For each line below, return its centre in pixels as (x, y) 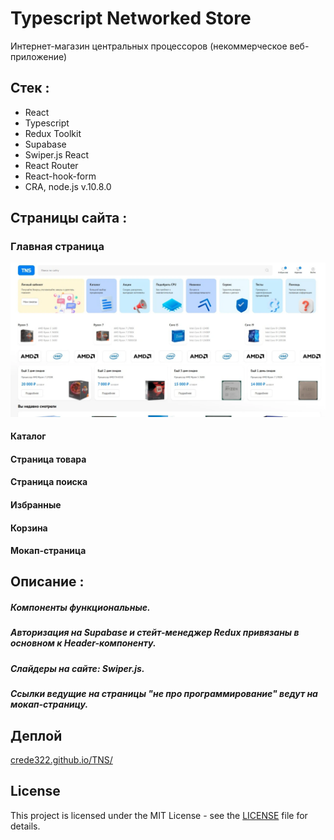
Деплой (36, 735)
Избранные (36, 504)
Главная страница (57, 247)
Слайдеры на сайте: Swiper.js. (77, 668)
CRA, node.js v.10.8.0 (68, 186)
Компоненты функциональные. (80, 608)
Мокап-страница (48, 551)
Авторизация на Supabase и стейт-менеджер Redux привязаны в (155, 633)
